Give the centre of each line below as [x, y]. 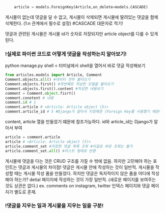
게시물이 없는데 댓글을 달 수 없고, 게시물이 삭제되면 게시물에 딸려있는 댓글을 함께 [82, 17]
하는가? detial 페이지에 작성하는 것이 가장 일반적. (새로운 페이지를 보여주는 [85, 179]
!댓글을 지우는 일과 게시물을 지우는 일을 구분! [55, 206]
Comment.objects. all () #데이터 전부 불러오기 [48, 80]
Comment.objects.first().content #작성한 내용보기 [54, 89]
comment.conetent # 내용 [29, 98]
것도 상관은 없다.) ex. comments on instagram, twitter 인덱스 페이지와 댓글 [78, 185]
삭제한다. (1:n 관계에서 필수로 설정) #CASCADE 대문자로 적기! [64, 23]
